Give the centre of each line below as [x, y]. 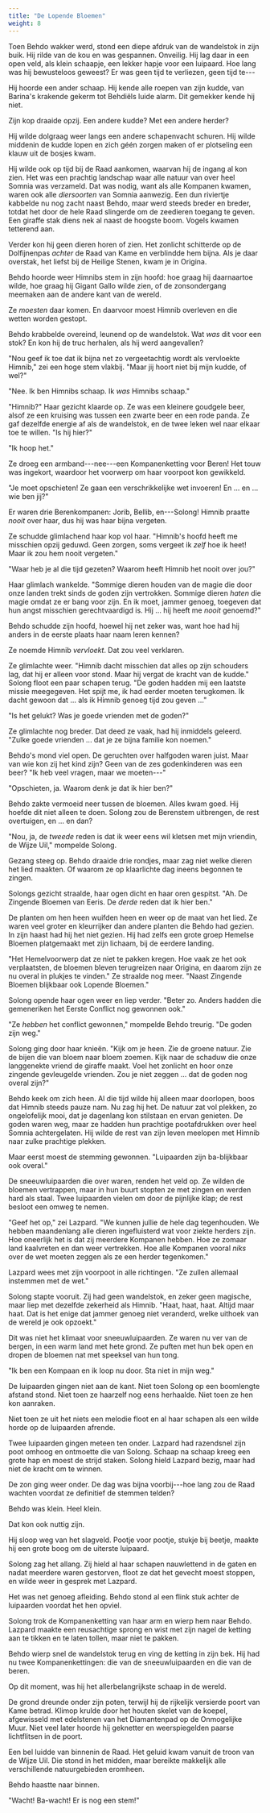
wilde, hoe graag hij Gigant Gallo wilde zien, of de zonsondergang [117, 285]
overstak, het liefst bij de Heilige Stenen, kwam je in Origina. [108, 261]
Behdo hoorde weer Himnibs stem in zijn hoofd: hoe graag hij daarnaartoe [131, 277]
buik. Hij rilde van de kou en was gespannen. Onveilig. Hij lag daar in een [129, 55]
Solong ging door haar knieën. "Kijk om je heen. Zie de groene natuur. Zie [130, 1048]
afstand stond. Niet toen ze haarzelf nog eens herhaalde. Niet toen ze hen [131, 1395]
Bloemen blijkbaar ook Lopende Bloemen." [79, 984]
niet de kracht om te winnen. [55, 1469]
